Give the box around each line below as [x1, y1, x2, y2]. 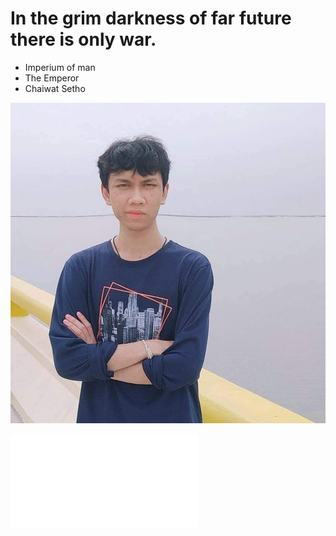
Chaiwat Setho [24, 82, 86, 94]
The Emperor [24, 72, 80, 84]
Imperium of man [24, 61, 96, 73]
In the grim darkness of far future [10, 7, 292, 30]
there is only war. [10, 28, 157, 51]
